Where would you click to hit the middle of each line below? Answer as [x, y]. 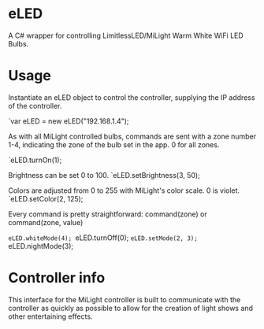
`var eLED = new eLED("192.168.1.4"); [69, 121]
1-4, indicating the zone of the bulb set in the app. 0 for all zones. [114, 144]
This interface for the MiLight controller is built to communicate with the [125, 299]
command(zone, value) [46, 222]
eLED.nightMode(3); [41, 246]
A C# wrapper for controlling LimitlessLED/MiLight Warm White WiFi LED [126, 35]
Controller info [57, 278]
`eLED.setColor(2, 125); [46, 198]
